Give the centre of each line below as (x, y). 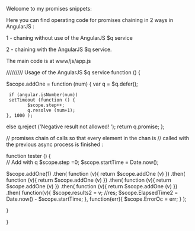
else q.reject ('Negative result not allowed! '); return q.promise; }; (85, 126)
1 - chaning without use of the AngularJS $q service (70, 38)
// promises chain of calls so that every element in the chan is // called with (98, 138)
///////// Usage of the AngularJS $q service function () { (73, 72)
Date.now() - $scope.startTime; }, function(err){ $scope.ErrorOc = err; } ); (96, 199)
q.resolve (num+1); (52, 110)
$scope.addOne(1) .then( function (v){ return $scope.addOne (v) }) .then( (96, 174)
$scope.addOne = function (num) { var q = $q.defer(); (72, 84)
